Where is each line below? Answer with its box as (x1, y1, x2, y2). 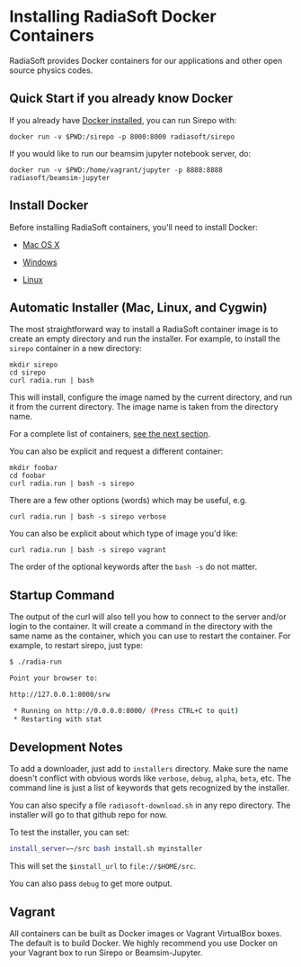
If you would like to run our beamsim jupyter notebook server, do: (9, 148, 252, 158)
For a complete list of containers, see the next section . (9, 429, 211, 439)
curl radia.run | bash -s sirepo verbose (9, 512, 167, 521)
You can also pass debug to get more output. (9, 878, 173, 889)
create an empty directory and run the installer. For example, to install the (9, 333, 281, 344)
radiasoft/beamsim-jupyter (9, 173, 111, 182)
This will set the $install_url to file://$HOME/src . (9, 861, 196, 872)
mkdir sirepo (9, 360, 58, 370)
